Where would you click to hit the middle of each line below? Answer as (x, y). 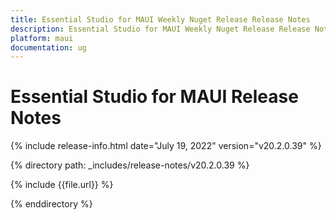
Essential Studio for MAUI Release (154, 97)
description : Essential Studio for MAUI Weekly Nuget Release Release (160, 29)
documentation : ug (48, 47)
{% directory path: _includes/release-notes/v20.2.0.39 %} (130, 165)
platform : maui (42, 38)
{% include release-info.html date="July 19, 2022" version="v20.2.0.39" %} (166, 146)
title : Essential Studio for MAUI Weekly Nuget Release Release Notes (160, 19)
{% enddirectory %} (51, 204)
